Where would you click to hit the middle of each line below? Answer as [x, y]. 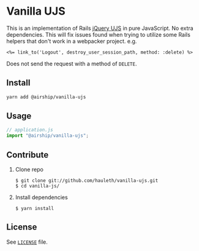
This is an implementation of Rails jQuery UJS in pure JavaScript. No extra [100, 28]
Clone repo [29, 169]
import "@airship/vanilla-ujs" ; [47, 136]
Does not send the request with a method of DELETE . [72, 64]
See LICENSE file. [27, 242]
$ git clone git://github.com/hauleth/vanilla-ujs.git [87, 181]
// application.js [30, 130]
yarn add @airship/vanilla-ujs [46, 97]
